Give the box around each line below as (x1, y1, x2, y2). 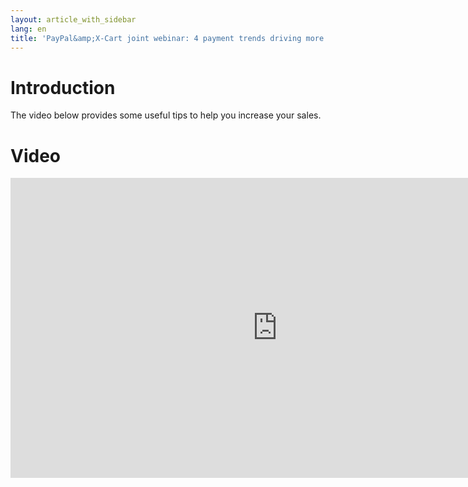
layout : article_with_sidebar (10, 14, 137, 25)
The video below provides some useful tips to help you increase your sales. (10, 109, 322, 121)
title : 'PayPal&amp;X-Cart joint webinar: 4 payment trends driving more (10, 33, 325, 43)
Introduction (10, 76, 116, 99)
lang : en (10, 24, 47, 34)
